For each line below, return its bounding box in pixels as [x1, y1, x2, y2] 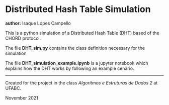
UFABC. [5, 85, 22, 91]
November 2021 [5, 94, 39, 101]
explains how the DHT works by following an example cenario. [5, 65, 134, 71]
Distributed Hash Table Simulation [5, 4, 151, 15]
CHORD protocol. [5, 35, 41, 41]
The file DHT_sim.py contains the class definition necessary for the [5, 45, 145, 51]
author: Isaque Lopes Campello [5, 20, 71, 26]
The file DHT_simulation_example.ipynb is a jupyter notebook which [5, 60, 148, 66]
